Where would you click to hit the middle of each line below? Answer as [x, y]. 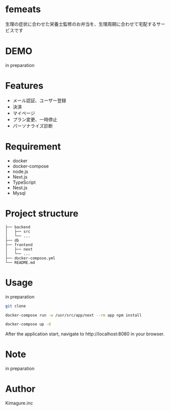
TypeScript [24, 182]
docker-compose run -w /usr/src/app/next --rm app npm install [74, 315]
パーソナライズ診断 [33, 126]
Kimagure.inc [19, 403]
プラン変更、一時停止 [35, 119]
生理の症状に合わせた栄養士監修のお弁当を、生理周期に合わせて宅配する [81, 24]
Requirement [33, 147]
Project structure [42, 213]
